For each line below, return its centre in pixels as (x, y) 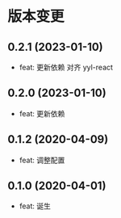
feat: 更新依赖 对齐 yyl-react (66, 67)
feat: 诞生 (35, 206)
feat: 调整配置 (42, 160)
